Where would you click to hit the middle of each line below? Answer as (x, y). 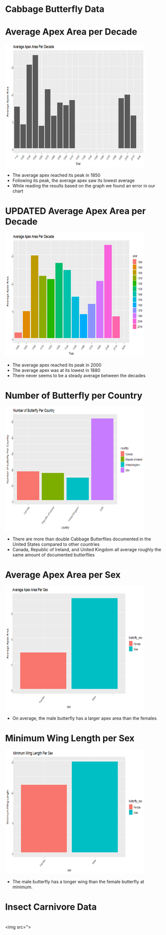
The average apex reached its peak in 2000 (57, 365)
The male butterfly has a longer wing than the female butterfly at (78, 881)
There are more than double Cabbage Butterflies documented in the (82, 539)
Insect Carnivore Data (51, 907)
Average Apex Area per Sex (63, 575)
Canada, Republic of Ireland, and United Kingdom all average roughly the (87, 550)
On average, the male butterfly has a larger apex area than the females (84, 718)
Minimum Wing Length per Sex (70, 738)
